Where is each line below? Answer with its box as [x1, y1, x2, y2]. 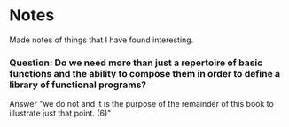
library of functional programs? [9, 78, 147, 91]
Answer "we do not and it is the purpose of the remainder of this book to [9, 99, 275, 109]
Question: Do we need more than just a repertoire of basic [9, 56, 263, 69]
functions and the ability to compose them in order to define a [9, 67, 281, 79]
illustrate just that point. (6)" [9, 108, 112, 119]
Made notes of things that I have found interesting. [9, 34, 194, 45]
